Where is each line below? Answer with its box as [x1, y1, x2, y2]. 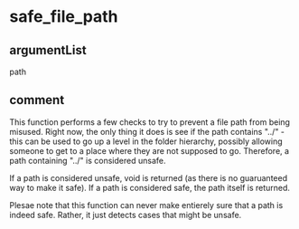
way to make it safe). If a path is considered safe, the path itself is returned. [9, 182, 291, 193]
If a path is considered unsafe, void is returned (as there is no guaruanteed [9, 172, 287, 183]
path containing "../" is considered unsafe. [9, 155, 166, 166]
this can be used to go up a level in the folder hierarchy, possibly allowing [9, 136, 283, 147]
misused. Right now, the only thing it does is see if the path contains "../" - [9, 126, 285, 137]
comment [9, 92, 65, 108]
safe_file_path [9, 6, 118, 27]
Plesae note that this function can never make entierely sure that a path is [9, 199, 284, 210]
